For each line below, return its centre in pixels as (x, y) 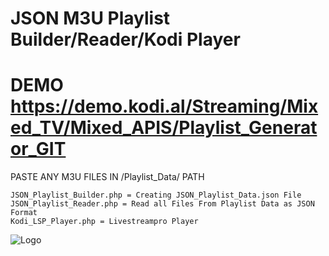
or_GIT (38, 149)
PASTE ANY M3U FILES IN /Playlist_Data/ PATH (107, 177)
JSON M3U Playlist (90, 18)
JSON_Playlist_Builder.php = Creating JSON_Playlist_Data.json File (156, 195)
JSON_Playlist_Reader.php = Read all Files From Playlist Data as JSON (162, 204)
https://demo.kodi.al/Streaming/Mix (164, 106)
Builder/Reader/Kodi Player (125, 39)
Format (24, 213)
